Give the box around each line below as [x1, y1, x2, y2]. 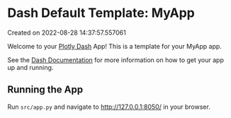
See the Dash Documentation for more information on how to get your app [7, 55, 225, 64]
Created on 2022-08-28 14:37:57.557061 [7, 28, 126, 37]
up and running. [7, 63, 54, 71]
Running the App [7, 83, 84, 96]
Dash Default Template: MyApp [7, 5, 195, 21]
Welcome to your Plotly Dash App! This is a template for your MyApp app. [7, 42, 222, 50]
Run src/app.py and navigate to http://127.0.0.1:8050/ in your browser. [7, 102, 210, 111]
